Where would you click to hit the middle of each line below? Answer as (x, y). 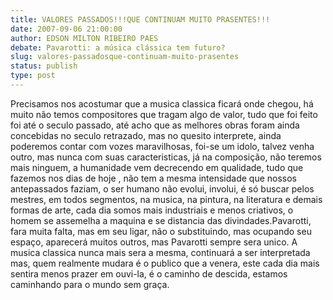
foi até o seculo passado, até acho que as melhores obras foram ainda (155, 125)
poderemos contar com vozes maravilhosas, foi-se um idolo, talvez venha (162, 146)
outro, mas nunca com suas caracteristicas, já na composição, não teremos (166, 157)
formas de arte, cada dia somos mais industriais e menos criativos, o (152, 210)
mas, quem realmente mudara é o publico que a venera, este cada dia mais (165, 263)
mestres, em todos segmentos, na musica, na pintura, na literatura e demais (166, 199)
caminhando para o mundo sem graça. (90, 284)
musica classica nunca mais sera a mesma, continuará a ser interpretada (160, 252)
